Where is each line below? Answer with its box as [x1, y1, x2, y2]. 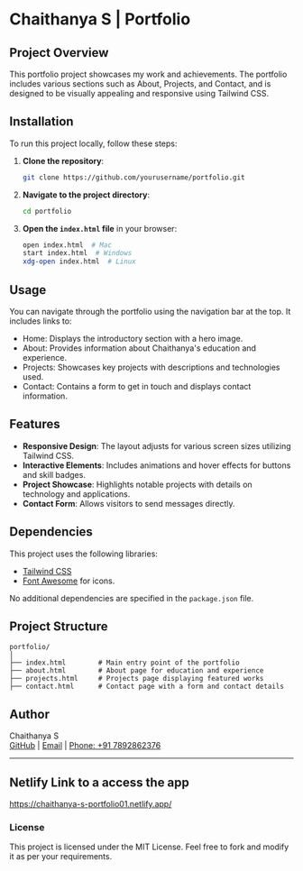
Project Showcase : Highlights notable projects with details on [22, 479, 252, 490]
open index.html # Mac [22, 240, 113, 250]
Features [9, 417, 60, 432]
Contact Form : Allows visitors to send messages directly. [22, 498, 235, 509]
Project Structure [9, 619, 108, 635]
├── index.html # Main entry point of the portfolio [9, 658, 241, 667]
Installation [9, 114, 74, 130]
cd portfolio [22, 206, 72, 215]
